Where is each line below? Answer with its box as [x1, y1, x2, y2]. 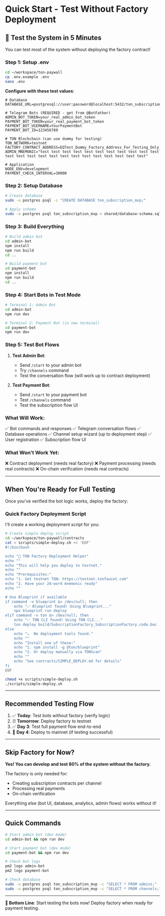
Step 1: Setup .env [5, 59, 49, 65]
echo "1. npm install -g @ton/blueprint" [14, 645, 100, 650]
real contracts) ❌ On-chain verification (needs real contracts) [5, 466, 129, 472]
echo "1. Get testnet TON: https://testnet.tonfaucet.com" [5, 577, 129, 582]
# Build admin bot [5, 234, 43, 239]
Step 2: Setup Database [5, 182, 63, 189]
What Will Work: [5, 414, 45, 421]
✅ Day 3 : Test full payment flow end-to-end [12, 724, 101, 729]
